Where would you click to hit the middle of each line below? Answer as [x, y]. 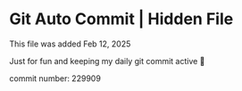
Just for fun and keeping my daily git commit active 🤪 [107, 61]
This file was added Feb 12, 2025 [70, 44]
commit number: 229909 [55, 78]
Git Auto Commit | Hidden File [121, 19]
